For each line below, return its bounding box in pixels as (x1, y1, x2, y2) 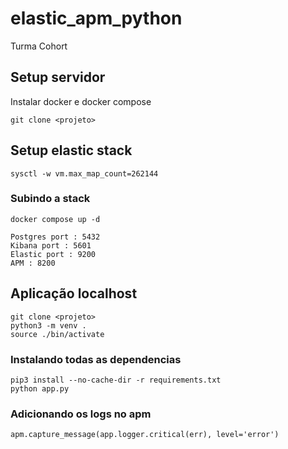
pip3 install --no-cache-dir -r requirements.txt (10, 375, 222, 385)
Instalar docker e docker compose (10, 95, 152, 107)
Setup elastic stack (10, 142, 133, 159)
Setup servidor (10, 69, 106, 86)
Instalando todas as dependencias (10, 352, 182, 366)
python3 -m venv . (10, 320, 87, 331)
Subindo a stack (10, 192, 91, 206)
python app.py (10, 383, 70, 394)
